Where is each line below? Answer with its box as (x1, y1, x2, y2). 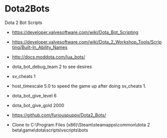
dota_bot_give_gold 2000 (11, 102, 64, 108)
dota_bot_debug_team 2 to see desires (11, 63, 92, 69)
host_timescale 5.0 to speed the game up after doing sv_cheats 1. (11, 83, 146, 89)
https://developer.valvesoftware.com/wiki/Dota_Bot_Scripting (11, 29, 138, 35)
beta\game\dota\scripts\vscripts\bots (11, 127, 88, 133)
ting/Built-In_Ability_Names (11, 44, 68, 50)
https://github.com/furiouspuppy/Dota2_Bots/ (11, 112, 106, 118)
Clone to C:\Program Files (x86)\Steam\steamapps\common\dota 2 (11, 121, 150, 127)
